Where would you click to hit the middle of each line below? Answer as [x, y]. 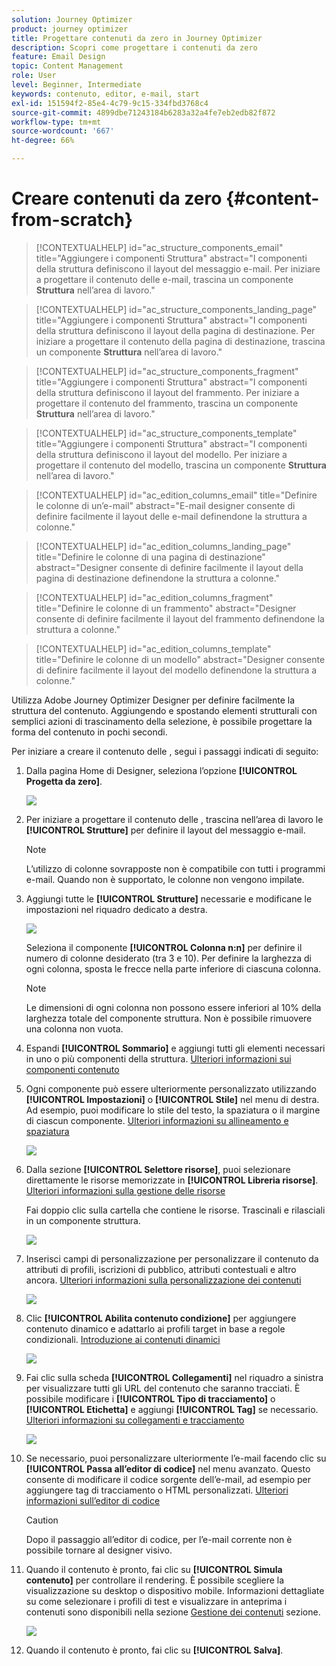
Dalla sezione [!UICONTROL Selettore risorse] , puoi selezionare [158, 1169]
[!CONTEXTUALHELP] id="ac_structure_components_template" [166, 433]
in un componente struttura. [83, 1220]
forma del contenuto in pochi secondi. [89, 732]
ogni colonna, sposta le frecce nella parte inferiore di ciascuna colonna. [173, 968]
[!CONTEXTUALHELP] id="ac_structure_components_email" [159, 247]
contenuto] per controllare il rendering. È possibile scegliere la [155, 1580]
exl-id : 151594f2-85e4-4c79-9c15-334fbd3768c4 [110, 103]
